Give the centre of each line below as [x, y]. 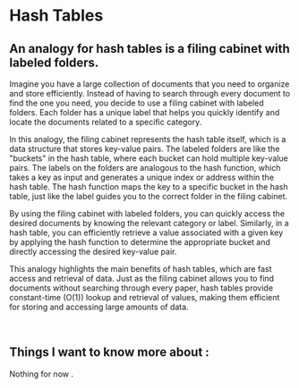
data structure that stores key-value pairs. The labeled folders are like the [145, 149]
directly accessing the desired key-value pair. [93, 252]
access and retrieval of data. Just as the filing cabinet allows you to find [142, 278]
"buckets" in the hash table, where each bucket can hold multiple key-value [149, 158]
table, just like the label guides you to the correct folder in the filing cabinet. [149, 196]
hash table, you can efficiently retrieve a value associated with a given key [146, 232]
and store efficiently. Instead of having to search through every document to [150, 93]
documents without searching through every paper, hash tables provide [141, 288]
